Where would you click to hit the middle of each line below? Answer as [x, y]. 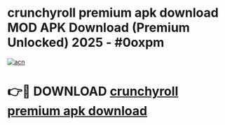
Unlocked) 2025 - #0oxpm [86, 43]
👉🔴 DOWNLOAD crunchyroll [93, 91]
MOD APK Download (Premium [99, 28]
